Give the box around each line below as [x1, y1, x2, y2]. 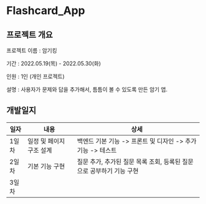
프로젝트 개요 [6, 29, 53, 40]
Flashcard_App [6, 4, 85, 18]
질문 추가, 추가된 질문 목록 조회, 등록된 [77, 157, 181, 166]
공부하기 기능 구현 [90, 166, 139, 175]
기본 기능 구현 [27, 162, 66, 170]
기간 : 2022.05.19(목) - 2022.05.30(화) [6, 60, 101, 67]
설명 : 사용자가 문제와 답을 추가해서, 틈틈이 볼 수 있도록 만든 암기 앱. [6, 86, 167, 93]
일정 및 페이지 [27, 137, 66, 145]
